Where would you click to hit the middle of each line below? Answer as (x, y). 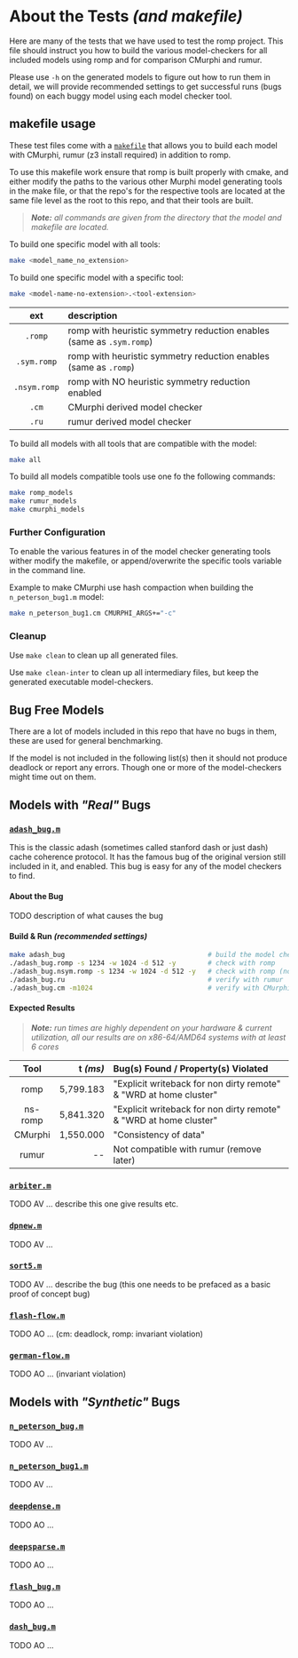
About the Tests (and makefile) (126, 16)
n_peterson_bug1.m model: (57, 597)
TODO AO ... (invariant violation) (68, 1374)
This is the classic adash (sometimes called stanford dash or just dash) (139, 847)
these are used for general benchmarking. (86, 741)
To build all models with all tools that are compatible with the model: (133, 443)
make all (25, 459)
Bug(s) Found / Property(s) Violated (191, 1068)
